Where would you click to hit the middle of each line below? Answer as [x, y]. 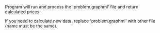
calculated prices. [23, 12]
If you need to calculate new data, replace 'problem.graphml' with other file [80, 21]
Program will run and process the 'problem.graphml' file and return [72, 7]
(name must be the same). [31, 26]
